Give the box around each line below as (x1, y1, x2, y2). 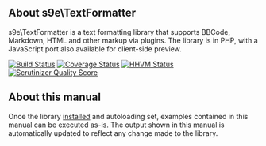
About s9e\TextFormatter (8, 6, 137, 20)
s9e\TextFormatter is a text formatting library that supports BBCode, (8, 27, 230, 36)
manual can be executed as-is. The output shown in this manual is (8, 120, 225, 129)
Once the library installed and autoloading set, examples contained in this (8, 111, 249, 121)
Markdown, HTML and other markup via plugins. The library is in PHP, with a (8, 36, 258, 45)
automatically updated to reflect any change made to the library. (8, 128, 218, 137)
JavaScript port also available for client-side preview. (8, 43, 183, 54)
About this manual (8, 91, 102, 104)
